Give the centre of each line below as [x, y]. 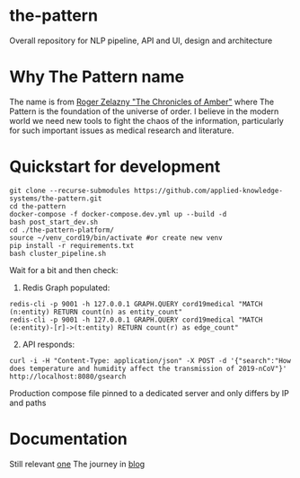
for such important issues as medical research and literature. [122, 130]
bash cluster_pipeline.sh [57, 253]
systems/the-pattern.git [56, 199]
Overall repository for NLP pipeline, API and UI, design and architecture [141, 40]
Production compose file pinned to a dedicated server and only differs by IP [150, 393]
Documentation [69, 439]
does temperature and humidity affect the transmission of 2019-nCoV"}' [148, 368]
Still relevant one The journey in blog [77, 464]
